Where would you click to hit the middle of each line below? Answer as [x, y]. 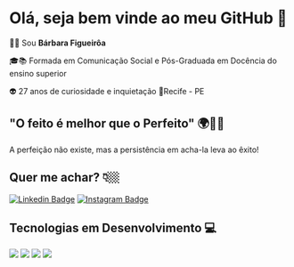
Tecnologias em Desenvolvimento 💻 [113, 227]
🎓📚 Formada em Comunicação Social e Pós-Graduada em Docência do [143, 61]
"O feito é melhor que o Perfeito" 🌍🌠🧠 [117, 124]
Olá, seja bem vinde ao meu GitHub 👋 [148, 18]
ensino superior [38, 73]
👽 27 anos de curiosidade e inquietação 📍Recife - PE [107, 91]
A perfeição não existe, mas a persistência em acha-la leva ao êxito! [135, 150]
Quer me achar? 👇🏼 [65, 178]
